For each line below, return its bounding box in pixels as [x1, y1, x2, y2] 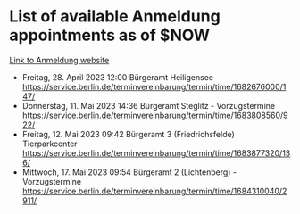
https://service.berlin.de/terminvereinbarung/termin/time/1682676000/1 [21, 81, 287, 92]
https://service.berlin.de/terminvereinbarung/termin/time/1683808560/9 [21, 110, 288, 120]
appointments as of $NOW [9, 25, 211, 45]
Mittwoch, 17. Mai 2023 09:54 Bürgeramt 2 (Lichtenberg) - [21, 167, 237, 177]
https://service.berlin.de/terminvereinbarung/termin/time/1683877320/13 [21, 147, 291, 158]
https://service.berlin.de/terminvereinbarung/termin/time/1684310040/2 [21, 185, 287, 196]
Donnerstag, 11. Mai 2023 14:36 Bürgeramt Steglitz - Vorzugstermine [21, 100, 275, 111]
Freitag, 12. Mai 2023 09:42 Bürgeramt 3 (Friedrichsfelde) [21, 128, 235, 139]
